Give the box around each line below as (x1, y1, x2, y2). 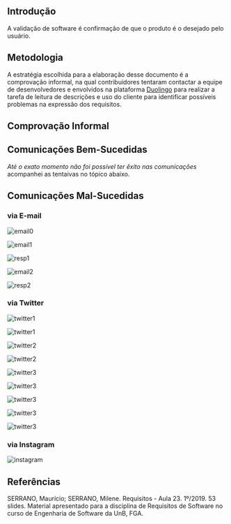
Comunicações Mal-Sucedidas (7, 190, 144, 202)
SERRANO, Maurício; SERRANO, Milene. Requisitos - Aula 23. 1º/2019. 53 (7, 494, 216, 502)
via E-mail (7, 211, 42, 220)
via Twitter (7, 298, 44, 308)
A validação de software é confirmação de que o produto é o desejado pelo (7, 24, 224, 32)
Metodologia (7, 52, 64, 63)
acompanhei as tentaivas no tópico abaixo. (7, 170, 130, 178)
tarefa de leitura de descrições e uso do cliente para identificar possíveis (7, 92, 216, 100)
